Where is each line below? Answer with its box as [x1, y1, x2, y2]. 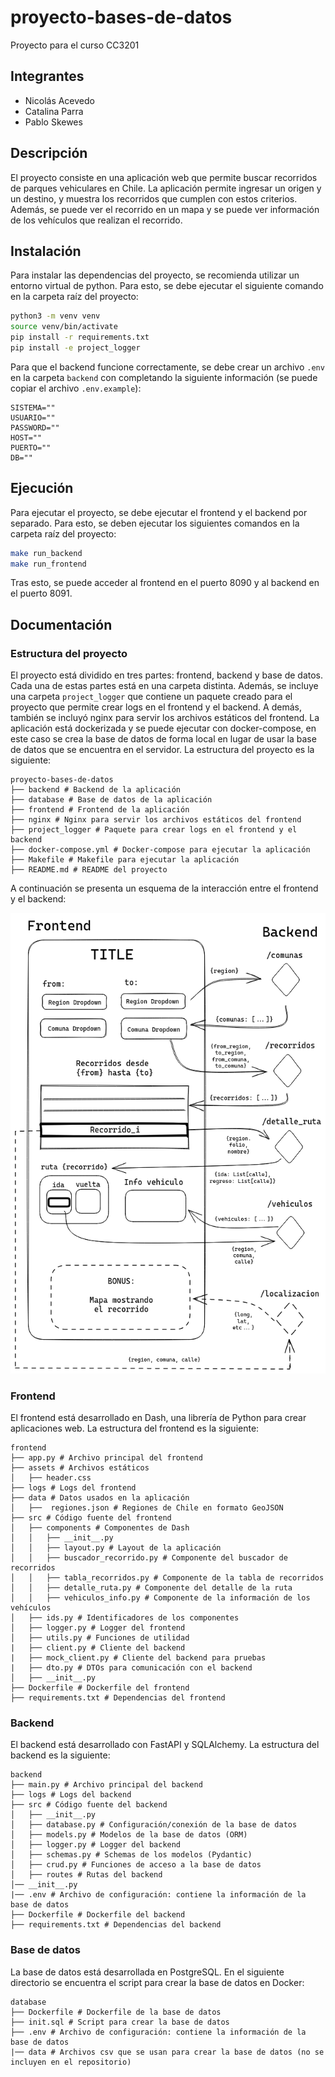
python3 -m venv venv [10, 311, 101, 321]
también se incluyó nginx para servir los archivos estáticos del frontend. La [10, 712, 320, 724]
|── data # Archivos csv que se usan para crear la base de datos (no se [10, 2047, 325, 2057]
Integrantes [10, 68, 85, 85]
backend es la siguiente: [10, 1749, 111, 1761]
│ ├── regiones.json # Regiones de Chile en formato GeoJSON [10, 1503, 284, 1513]
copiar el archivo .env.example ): [10, 382, 142, 394]
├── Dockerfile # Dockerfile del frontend [10, 1683, 190, 1693]
